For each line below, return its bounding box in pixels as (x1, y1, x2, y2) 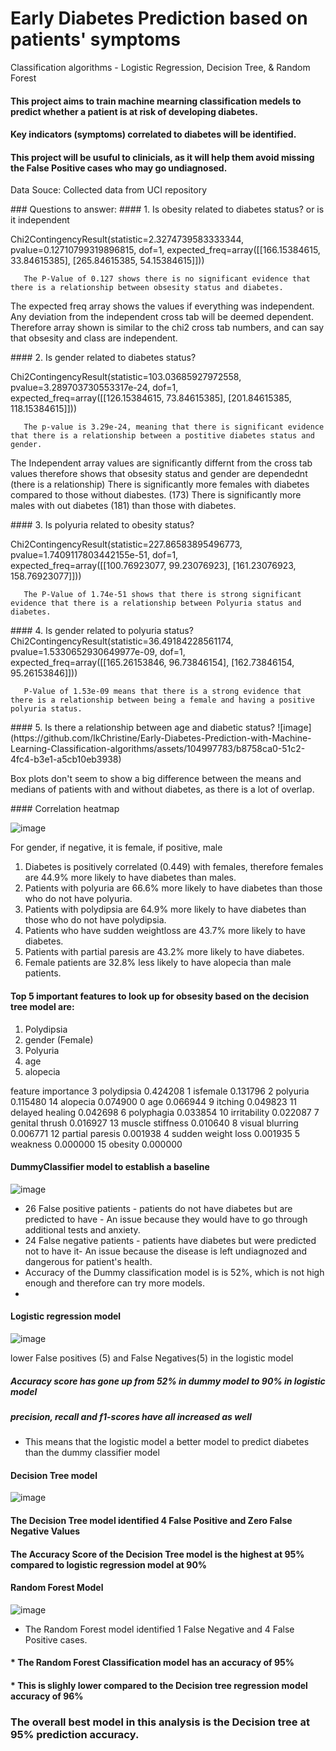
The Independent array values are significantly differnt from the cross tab (10, 457, 313, 469)
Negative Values (10, 1525, 81, 1537)
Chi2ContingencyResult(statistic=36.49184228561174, (10, 635, 234, 647)
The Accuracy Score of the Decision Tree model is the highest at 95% (10, 1548, 305, 1560)
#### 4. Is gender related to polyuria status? (10, 625, 194, 637)
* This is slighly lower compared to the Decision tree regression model (10, 1680, 308, 1692)
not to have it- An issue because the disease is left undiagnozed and (24, 1245, 308, 1257)
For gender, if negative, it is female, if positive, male (10, 842, 223, 854)
